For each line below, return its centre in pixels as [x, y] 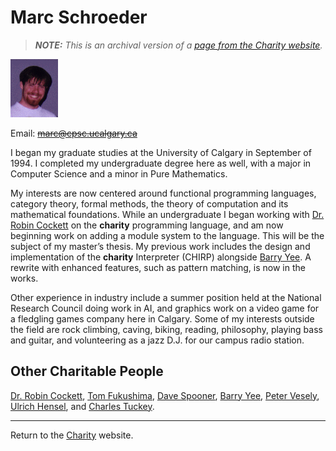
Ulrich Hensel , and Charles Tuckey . [82, 406]
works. [24, 278]
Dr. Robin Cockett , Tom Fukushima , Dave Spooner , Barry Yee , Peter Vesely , [165, 395]
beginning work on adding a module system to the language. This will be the [167, 235]
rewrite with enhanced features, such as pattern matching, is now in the [158, 267]
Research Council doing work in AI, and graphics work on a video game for [165, 308]
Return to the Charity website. [72, 435]
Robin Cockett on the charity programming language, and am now [147, 225]
